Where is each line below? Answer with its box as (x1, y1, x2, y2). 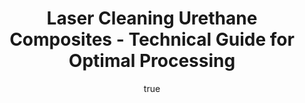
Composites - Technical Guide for (9, 28, 295, 51)
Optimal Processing (68, 50, 236, 72)
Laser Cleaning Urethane (46, 7, 258, 30)
